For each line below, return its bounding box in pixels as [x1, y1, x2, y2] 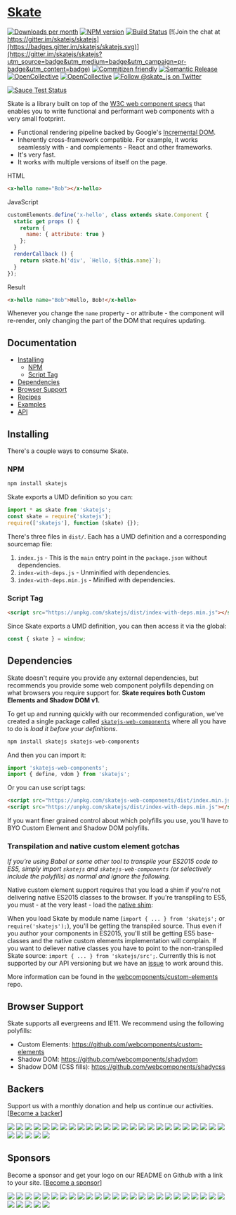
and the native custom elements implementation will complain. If [30, 937, 216, 945]
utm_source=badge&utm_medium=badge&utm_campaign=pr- [7, 57, 187, 65]
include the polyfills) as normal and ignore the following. [7, 872, 171, 881]
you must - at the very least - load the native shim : [7, 900, 153, 909]
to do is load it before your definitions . [7, 724, 118, 733]
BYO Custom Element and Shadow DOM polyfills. [7, 824, 150, 832]
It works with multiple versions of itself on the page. [17, 157, 168, 166]
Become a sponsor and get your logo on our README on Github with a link [7, 1171, 223, 1179]
